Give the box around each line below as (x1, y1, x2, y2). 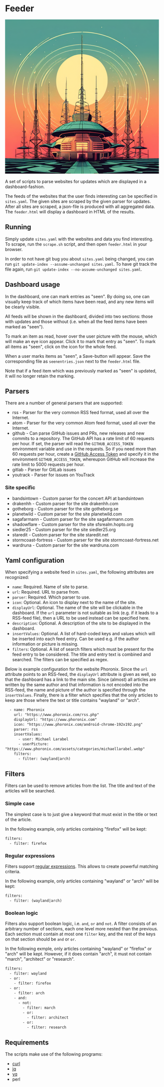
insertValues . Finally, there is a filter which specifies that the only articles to (5, 692, 158, 698)
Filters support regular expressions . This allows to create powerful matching (5, 863, 159, 869)
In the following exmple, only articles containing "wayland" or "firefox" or (5, 946, 152, 952)
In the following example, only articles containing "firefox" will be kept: (5, 826, 147, 832)
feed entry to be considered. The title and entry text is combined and (12, 651, 151, 657)
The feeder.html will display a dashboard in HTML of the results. (5, 208, 135, 214)
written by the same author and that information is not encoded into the (5, 682, 149, 688)
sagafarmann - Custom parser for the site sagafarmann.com (12, 516, 134, 522)
